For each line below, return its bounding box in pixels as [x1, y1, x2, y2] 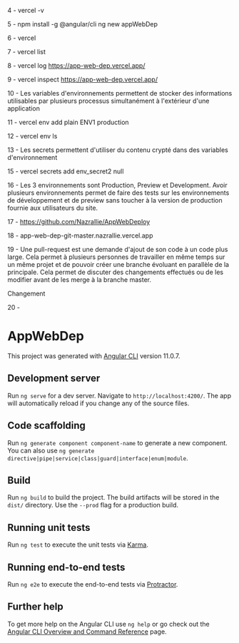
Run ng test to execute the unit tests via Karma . [7, 540, 148, 549]
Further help [7, 601, 64, 613]
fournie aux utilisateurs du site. [7, 203, 98, 212]
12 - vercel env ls [7, 132, 58, 140]
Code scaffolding [7, 420, 86, 432]
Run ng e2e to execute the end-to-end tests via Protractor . [7, 580, 178, 588]
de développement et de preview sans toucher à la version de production [7, 196, 223, 204]
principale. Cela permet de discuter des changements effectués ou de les [7, 268, 223, 276]
